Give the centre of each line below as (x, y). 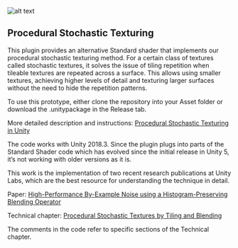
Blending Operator (34, 201)
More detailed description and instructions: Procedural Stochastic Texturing (118, 123)
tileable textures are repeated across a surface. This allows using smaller (114, 73)
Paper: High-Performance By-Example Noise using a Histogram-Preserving (118, 194)
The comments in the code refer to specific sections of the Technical (108, 229)
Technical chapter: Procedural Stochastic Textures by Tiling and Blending (115, 215)
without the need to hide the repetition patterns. (77, 88)
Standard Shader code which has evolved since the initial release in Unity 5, (118, 152)
